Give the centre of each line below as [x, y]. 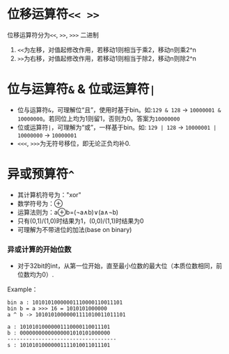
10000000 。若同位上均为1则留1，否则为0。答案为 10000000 [98, 118]
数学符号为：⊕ [40, 203]
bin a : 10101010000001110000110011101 [65, 303]
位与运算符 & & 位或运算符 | [81, 90]
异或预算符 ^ [41, 174]
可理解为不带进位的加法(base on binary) [74, 229]
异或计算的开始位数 [39, 249]
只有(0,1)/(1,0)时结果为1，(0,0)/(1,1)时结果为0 [80, 221]
